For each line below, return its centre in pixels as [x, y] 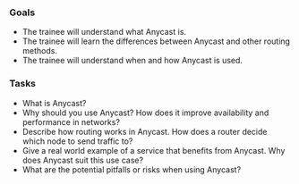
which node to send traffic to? [77, 141]
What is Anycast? [54, 103]
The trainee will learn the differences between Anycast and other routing [156, 41]
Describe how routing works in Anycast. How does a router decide [145, 131]
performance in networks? [71, 121]
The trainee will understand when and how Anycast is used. [132, 61]
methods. [40, 51]
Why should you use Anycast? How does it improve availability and [145, 113]
